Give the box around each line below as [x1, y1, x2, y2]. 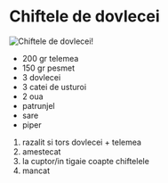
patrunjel [21, 100, 55, 111]
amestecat [21, 146, 61, 157]
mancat [21, 165, 51, 176]
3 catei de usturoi [21, 81, 87, 92]
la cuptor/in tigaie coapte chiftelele [21, 155, 149, 166]
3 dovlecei [21, 71, 61, 82]
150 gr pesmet [21, 62, 76, 73]
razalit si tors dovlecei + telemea [21, 137, 142, 147]
